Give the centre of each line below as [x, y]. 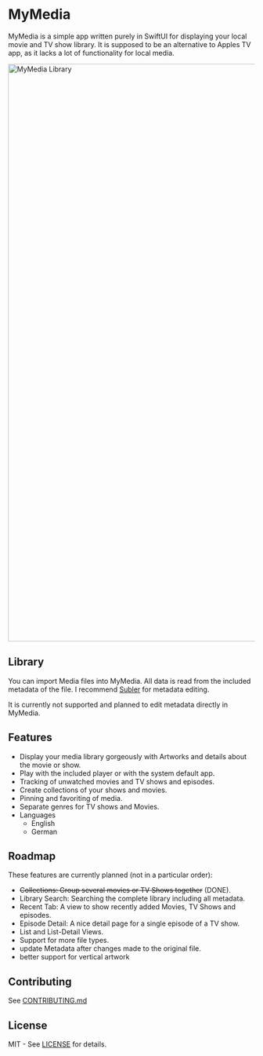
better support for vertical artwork [74, 957]
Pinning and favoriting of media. [71, 798]
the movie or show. [50, 765]
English [43, 823]
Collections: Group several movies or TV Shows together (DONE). [125, 890]
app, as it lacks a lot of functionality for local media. [91, 53]
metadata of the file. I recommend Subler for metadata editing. [109, 689]
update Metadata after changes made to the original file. [110, 948]
